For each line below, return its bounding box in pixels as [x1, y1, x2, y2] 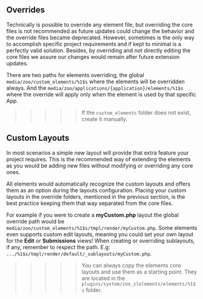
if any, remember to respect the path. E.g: [6, 243, 110, 250]
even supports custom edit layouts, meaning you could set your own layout [6, 230, 194, 238]
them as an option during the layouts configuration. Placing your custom [6, 186, 187, 193]
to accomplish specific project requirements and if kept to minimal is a [6, 40, 182, 47]
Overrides [6, 5, 45, 15]
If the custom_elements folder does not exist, [81, 109, 191, 116]
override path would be [6, 218, 65, 225]
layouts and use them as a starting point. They [81, 268, 198, 275]
